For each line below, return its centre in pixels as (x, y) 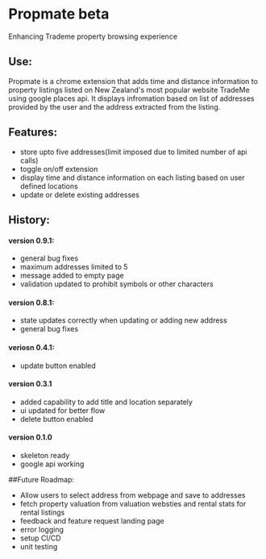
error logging (42, 529)
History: (29, 220)
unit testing (39, 546)
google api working (52, 464)
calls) (29, 160)
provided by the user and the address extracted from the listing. (114, 106)
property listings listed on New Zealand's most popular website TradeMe (129, 90)
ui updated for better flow (62, 410)
